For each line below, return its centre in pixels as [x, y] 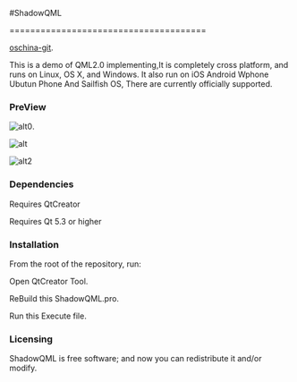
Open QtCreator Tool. [49, 281]
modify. [23, 368]
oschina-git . [31, 47]
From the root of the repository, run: [75, 264]
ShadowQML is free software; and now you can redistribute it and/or [136, 359]
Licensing [31, 339]
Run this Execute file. [48, 316]
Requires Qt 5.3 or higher [55, 221]
